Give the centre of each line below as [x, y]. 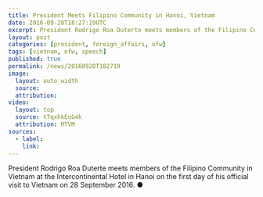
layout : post [29, 37]
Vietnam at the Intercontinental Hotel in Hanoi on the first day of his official [128, 177]
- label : [29, 139]
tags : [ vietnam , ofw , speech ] [58, 52]
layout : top [35, 110]
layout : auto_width [47, 81]
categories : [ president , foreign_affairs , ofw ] [87, 45]
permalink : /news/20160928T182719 [65, 66]
